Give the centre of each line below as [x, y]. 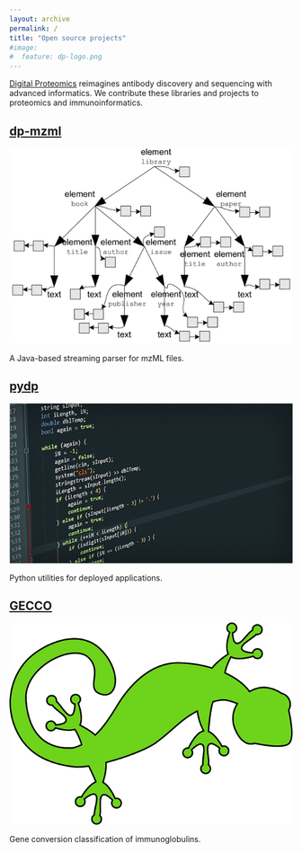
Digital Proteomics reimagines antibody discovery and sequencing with [141, 84]
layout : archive [40, 19]
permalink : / [34, 28]
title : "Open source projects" [68, 38]
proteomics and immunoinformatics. [76, 102]
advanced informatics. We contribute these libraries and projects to [134, 93]
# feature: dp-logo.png [56, 57]
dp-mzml [36, 131]
